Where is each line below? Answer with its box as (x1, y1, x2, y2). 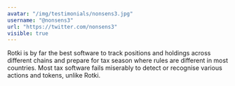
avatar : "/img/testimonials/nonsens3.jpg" (7, 10, 133, 17)
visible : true (7, 29, 49, 37)
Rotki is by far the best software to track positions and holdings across (7, 49, 211, 57)
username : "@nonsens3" (7, 17, 74, 24)
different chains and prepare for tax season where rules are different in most (7, 57, 228, 65)
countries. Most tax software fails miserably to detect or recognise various (7, 64, 222, 72)
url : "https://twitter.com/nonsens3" (7, 23, 118, 30)
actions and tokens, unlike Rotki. (7, 71, 101, 80)
